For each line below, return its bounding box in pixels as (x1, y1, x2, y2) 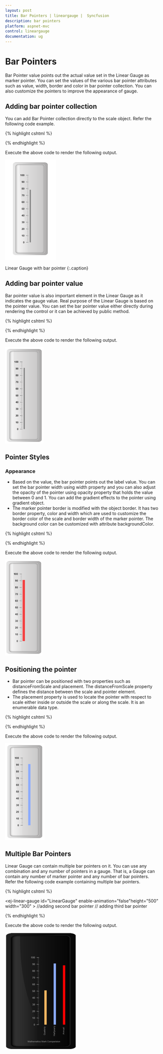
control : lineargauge (5, 29, 50, 34)
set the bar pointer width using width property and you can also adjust (12, 484, 156, 490)
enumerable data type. (12, 704, 59, 710)
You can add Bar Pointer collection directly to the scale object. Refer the (5, 115, 152, 121)
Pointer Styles (5, 453, 50, 461)
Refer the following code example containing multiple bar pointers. (5, 878, 141, 884)
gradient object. (12, 500, 45, 506)
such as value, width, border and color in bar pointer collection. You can (5, 83, 152, 88)
